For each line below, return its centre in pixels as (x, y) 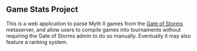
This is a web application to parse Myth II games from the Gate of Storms (95, 23)
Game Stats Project (42, 10)
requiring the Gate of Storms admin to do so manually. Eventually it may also (98, 36)
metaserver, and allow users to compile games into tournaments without (94, 30)
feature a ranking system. (37, 42)
